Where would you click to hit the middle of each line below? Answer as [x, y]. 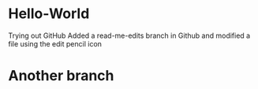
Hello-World [49, 14]
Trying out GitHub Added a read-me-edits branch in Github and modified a [129, 35]
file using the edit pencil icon [55, 43]
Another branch [61, 76]
